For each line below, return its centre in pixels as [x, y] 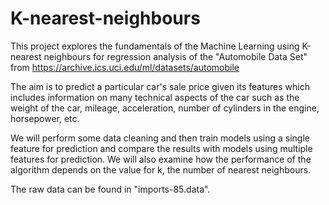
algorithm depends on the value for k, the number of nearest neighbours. [161, 169]
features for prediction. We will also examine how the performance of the [161, 159]
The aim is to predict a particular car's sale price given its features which [160, 86]
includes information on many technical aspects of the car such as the [155, 97]
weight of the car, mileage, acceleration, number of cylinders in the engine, [165, 108]
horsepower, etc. [45, 118]
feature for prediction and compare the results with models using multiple [161, 148]
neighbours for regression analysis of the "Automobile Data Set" [175, 56]
